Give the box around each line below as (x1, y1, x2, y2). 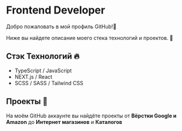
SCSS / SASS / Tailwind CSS (14, 79, 83, 86)
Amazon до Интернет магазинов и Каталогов (6, 118, 123, 125)
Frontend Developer (6, 4, 106, 17)
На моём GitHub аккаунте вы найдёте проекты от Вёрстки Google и (6, 112, 177, 119)
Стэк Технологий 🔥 (6, 51, 80, 62)
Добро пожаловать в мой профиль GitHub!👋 (6, 23, 117, 30)
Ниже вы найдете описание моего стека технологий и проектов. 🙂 (6, 34, 173, 41)
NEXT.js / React (14, 73, 53, 80)
